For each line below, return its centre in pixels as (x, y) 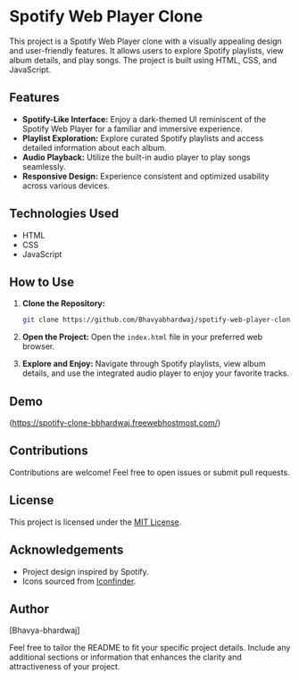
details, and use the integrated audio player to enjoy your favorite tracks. (156, 373)
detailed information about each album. (94, 147)
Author (29, 609)
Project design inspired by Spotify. (85, 571)
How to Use (42, 282)
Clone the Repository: (63, 303)
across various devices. (66, 186)
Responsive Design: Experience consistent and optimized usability (145, 176)
